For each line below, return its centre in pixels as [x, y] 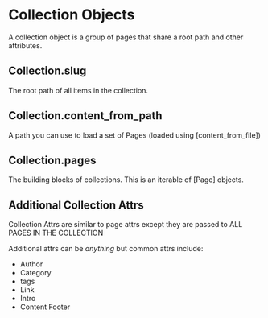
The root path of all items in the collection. [78, 90]
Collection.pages [52, 160]
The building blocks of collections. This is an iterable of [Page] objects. [126, 180]
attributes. [25, 45]
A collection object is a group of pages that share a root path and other [126, 37]
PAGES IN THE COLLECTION [56, 233]
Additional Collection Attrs [76, 205]
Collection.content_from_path [85, 116]
